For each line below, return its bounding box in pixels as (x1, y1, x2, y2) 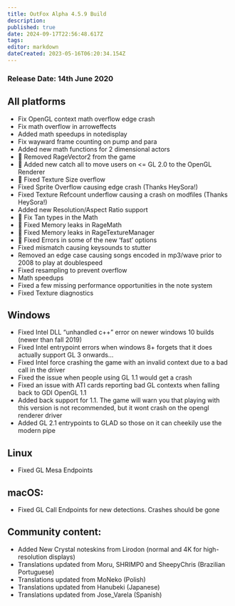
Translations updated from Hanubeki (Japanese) (17, 583, 160, 591)
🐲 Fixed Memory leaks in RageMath (17, 220, 122, 229)
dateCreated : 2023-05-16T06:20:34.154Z (7, 51, 126, 58)
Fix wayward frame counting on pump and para (17, 137, 157, 146)
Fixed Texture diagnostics (17, 288, 94, 297)
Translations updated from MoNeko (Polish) (17, 575, 146, 584)
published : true (7, 23, 56, 31)
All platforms (7, 95, 66, 108)
